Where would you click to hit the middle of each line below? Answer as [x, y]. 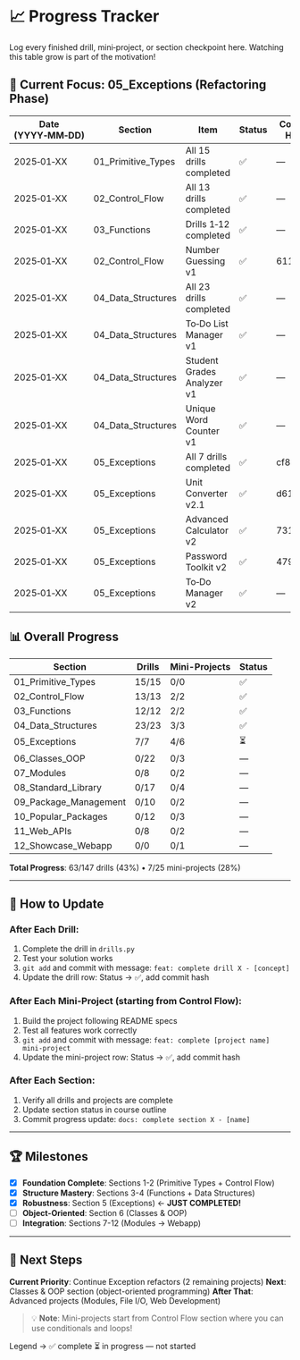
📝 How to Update [57, 904]
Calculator [207, 530]
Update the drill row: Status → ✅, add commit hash [116, 977]
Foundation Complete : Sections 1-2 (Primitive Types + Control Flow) [148, 1183]
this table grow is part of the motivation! [83, 56]
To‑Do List [207, 324]
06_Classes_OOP [50, 758]
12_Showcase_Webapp [63, 845]
